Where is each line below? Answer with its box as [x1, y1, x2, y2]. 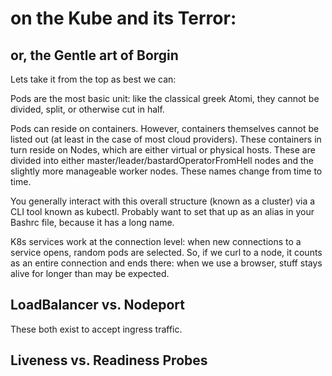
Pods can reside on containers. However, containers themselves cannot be [10, 123, 320, 134]
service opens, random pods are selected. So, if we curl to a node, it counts [10, 247, 323, 258]
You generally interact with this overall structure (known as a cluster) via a [10, 195, 316, 207]
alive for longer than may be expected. [10, 268, 170, 279]
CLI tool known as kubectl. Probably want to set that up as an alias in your [10, 206, 315, 217]
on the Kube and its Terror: [10, 7, 237, 30]
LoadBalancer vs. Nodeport [10, 297, 185, 314]
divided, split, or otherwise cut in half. [10, 103, 165, 115]
